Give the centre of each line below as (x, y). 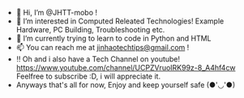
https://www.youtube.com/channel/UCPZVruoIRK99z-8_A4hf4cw (126, 68)
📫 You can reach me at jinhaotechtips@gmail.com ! (103, 47)
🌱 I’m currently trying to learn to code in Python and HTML (114, 38)
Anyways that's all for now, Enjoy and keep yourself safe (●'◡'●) (126, 85)
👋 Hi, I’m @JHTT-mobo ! (56, 13)
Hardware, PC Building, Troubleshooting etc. (90, 30)
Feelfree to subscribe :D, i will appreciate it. (88, 76)
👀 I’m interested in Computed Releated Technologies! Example (120, 21)
